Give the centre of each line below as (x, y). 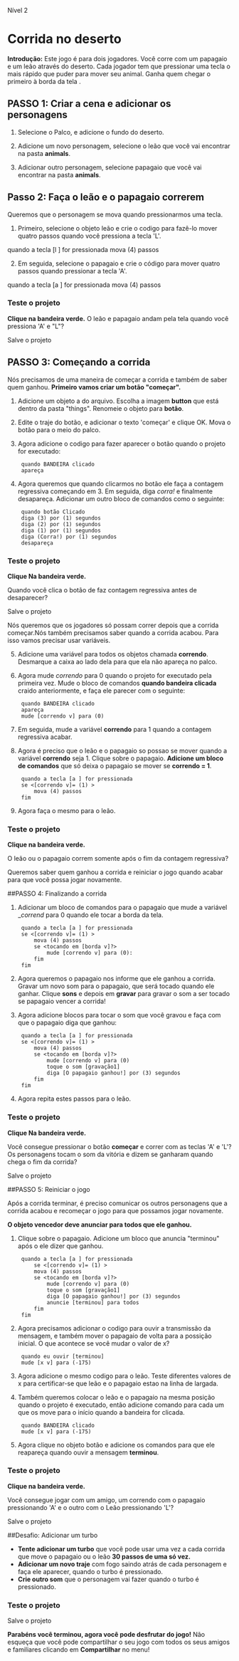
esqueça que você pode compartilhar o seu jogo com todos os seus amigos (118, 1642)
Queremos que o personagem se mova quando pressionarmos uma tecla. (115, 214)
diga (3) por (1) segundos (61, 518)
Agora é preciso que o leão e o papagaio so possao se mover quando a (122, 750)
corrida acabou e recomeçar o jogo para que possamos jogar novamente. (116, 1210)
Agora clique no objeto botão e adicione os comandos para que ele (116, 1445)
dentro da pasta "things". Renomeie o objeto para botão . (101, 408)
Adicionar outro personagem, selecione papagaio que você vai (110, 167)
